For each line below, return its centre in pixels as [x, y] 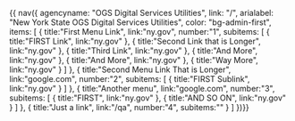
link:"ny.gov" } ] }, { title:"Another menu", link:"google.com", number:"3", [142, 89]
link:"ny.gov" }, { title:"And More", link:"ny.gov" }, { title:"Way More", [134, 60]
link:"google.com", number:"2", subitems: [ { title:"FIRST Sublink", [130, 79]
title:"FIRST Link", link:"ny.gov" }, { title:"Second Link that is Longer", [135, 41]
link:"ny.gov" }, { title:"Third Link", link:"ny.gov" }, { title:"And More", [133, 51]
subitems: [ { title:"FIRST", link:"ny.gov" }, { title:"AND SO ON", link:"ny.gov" [148, 98]
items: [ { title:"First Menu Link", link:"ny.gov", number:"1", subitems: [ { [139, 32]
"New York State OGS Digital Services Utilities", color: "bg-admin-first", [140, 22]
